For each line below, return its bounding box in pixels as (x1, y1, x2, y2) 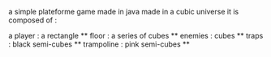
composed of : (8, 15, 58, 25)
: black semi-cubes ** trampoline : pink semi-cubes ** (8, 39, 191, 49)
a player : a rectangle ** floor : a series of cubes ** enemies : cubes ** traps (8, 31, 264, 40)
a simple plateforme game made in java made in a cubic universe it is (8, 7, 239, 16)
